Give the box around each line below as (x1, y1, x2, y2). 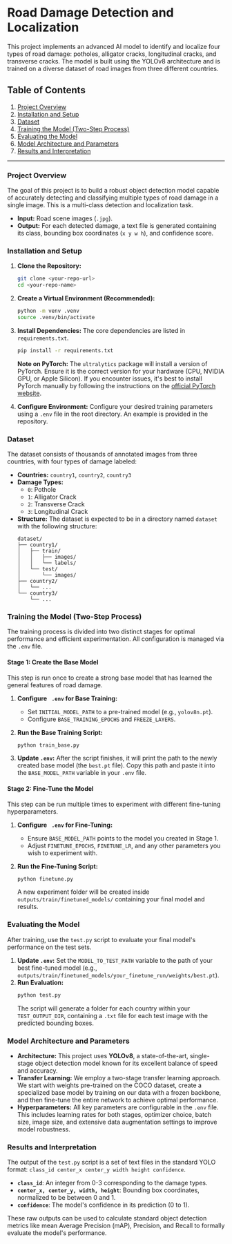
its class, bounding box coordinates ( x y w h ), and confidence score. (17, 229, 214, 238)
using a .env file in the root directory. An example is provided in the (17, 410, 209, 418)
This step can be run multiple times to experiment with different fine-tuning (7, 800, 221, 808)
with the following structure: (17, 522, 97, 530)
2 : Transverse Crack (27, 500, 85, 508)
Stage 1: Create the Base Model (7, 658, 99, 666)
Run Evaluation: (17, 978, 64, 986)
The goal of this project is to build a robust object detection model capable (7, 186, 220, 195)
